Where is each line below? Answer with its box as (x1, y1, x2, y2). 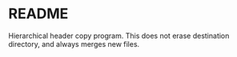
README (8, 5, 69, 23)
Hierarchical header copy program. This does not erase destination (8, 31, 230, 40)
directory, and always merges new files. (8, 39, 140, 48)
